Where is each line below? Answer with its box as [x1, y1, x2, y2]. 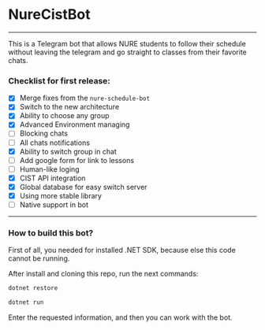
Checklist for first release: [8, 75, 110, 86]
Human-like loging [19, 164, 80, 174]
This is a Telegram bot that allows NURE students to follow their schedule [8, 39, 246, 48]
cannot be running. [8, 254, 70, 263]
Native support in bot [19, 199, 89, 209]
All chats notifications [19, 138, 91, 147]
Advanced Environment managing [19, 120, 130, 129]
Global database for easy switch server [19, 182, 147, 191]
